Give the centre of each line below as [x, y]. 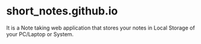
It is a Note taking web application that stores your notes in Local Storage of [101, 28]
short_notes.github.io [62, 11]
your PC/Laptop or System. [40, 34]
